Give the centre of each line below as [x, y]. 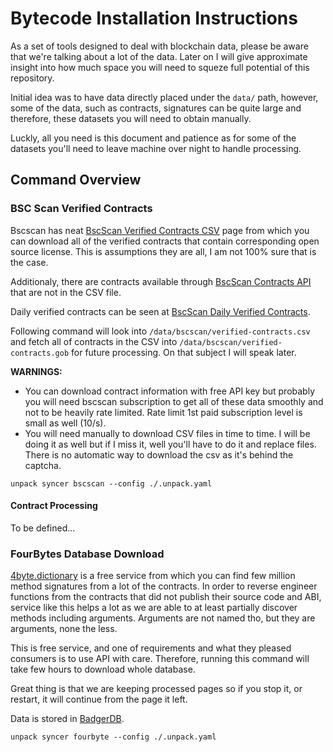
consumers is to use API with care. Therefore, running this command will [160, 659]
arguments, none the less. [64, 629]
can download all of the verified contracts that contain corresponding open [165, 241]
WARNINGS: [36, 371]
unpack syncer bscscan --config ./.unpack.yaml [111, 483]
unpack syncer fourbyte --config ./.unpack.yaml [113, 737]
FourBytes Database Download [87, 554]
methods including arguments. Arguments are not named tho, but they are [163, 618]
